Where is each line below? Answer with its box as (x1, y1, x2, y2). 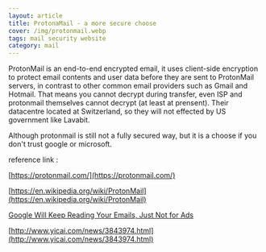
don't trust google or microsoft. (8, 139, 113, 149)
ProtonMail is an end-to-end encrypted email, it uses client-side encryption (8, 64, 259, 73)
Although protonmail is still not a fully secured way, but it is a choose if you (8, 130, 257, 141)
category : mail (8, 42, 60, 50)
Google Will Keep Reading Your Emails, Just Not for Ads (8, 210, 194, 220)
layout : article (8, 11, 63, 20)
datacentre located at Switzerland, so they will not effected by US (8, 106, 227, 117)
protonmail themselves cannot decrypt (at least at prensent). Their (8, 98, 229, 108)
